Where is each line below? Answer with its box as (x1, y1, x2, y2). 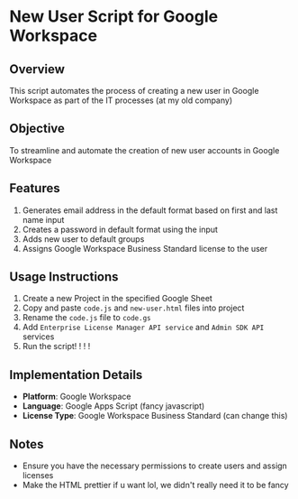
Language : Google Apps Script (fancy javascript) (22, 401, 205, 411)
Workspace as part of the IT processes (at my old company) (9, 95, 233, 106)
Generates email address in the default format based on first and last (22, 205, 278, 216)
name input (22, 214, 65, 225)
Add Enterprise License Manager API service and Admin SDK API (22, 322, 265, 333)
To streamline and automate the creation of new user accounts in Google (9, 144, 280, 155)
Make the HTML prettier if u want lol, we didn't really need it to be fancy (22, 480, 290, 491)
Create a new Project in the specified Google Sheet (22, 293, 213, 304)
